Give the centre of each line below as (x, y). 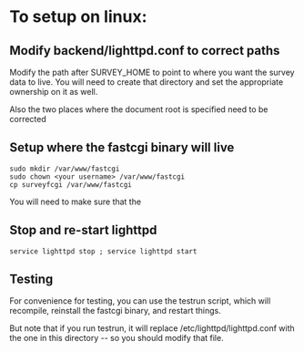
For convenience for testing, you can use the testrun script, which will (140, 301)
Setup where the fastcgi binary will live (122, 148)
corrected (28, 119)
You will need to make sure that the (76, 202)
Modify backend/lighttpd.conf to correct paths (145, 51)
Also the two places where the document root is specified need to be (139, 109)
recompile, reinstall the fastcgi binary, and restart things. (115, 311)
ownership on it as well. (54, 92)
